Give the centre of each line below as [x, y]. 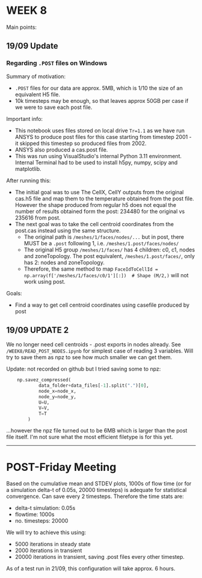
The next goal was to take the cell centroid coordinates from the [94, 224]
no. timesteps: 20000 [41, 521]
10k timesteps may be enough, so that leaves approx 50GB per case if [102, 100]
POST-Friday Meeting [61, 467]
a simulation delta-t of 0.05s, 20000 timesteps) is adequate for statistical [96, 490]
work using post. [45, 281]
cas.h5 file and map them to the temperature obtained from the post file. [104, 198]
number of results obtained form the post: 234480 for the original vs [100, 211]
